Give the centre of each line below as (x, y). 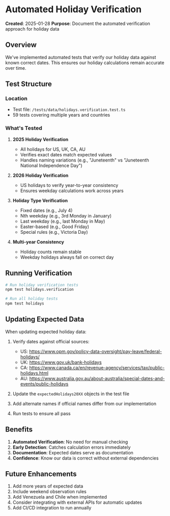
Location (17, 99)
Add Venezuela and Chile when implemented (60, 497)
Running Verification (39, 273)
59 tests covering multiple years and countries (61, 115)
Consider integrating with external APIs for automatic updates (77, 502)
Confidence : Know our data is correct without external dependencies (86, 458)
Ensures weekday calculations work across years (72, 191)
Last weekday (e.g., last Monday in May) (63, 221)
